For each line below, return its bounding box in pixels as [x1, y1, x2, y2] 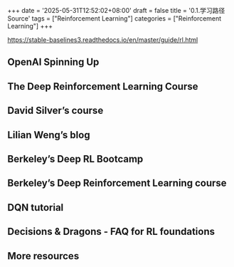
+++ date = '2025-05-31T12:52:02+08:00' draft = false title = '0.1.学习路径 [7, 6, 225, 14]
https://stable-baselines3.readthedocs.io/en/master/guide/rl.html [7, 36, 198, 44]
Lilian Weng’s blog [7, 129, 90, 141]
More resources [7, 250, 80, 262]
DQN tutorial [7, 201, 64, 214]
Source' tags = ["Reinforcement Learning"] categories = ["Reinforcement [7, 14, 222, 23]
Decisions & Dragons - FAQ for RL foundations [7, 226, 216, 238]
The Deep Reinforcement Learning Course [7, 80, 198, 93]
